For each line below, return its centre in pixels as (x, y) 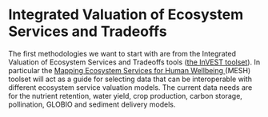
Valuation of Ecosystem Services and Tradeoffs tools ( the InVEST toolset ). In (134, 62)
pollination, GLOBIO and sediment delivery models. (92, 104)
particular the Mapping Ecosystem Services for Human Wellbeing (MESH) (130, 70)
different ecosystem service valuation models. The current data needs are (130, 87)
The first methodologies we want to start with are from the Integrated (122, 53)
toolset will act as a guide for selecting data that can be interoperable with (130, 79)
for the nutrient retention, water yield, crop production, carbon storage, (125, 96)
